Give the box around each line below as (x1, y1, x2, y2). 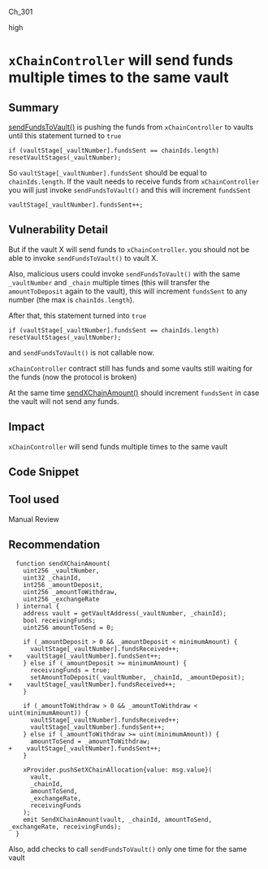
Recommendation (8, 538, 100, 552)
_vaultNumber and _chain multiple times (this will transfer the (8, 277, 210, 287)
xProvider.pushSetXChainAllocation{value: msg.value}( (23, 766, 213, 774)
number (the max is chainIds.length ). (8, 294, 135, 304)
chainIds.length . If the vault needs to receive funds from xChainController (8, 176, 260, 186)
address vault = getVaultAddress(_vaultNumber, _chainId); (23, 609, 227, 617)
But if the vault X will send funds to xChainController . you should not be (8, 244, 250, 254)
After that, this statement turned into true (8, 311, 147, 320)
